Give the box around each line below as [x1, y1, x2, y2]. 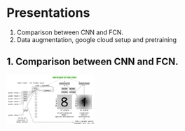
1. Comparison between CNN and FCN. [6, 56, 179, 68]
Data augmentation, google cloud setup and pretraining [16, 35, 177, 43]
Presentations [6, 5, 90, 21]
